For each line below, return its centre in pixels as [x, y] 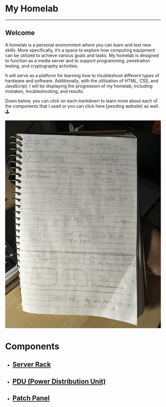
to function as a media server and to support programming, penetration [78, 60]
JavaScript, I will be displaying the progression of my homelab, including [79, 86]
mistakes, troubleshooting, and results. [45, 91]
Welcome [20, 33]
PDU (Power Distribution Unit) [59, 381]
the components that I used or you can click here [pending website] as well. [82, 106]
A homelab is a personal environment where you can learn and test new [78, 45]
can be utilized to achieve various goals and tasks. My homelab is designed [82, 55]
